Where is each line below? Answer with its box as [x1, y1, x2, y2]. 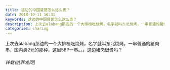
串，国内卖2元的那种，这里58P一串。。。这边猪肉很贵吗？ [5, 47, 123, 53]
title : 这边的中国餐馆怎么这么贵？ [5, 7, 70, 13]
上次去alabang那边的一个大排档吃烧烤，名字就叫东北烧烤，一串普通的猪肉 [5, 41, 159, 47]
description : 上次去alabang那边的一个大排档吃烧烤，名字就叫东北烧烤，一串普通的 [5, 21, 160, 27]
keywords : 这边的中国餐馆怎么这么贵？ [5, 17, 77, 22]
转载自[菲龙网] [5, 59, 35, 65]
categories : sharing [5, 26, 49, 31]
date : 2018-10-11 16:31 [5, 12, 56, 17]
